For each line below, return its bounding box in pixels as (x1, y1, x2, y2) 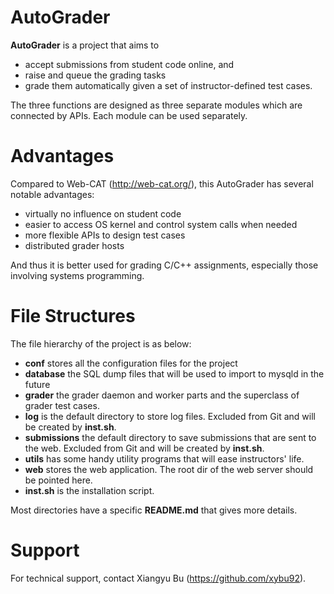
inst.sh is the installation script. (24, 484, 155, 496)
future (24, 378, 51, 390)
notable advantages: (10, 188, 95, 200)
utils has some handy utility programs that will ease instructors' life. (24, 452, 305, 465)
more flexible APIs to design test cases (24, 229, 186, 241)
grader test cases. (24, 399, 100, 411)
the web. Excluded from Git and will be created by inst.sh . (24, 442, 265, 454)
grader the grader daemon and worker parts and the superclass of (24, 389, 300, 401)
